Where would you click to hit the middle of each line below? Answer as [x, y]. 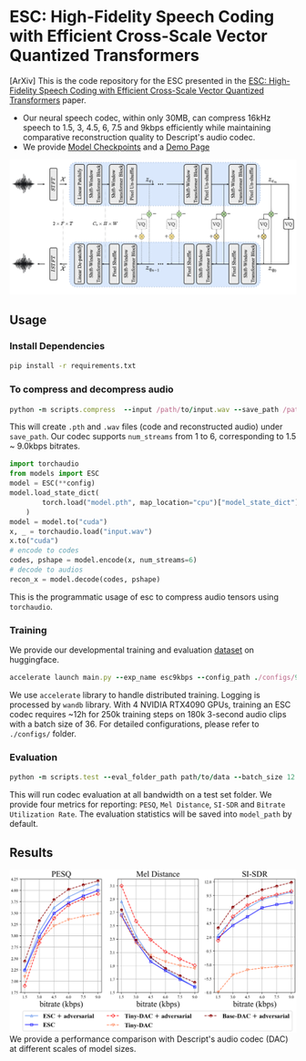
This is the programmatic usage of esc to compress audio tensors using [144, 597]
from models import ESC [55, 474]
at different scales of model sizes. [73, 1048]
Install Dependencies [57, 345]
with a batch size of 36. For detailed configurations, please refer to [134, 724]
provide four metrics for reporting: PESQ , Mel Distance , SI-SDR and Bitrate [148, 805]
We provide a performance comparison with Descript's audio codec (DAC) [149, 1039]
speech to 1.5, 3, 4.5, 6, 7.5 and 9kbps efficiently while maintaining [147, 127]
